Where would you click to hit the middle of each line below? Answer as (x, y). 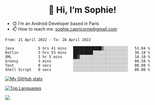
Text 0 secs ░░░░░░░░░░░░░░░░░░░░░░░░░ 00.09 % (78, 65)
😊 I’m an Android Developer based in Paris (56, 23)
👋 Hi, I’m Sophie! (82, 10)
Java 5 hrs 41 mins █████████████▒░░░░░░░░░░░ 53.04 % (78, 48)
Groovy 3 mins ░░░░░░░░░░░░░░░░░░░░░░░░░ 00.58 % (78, 61)
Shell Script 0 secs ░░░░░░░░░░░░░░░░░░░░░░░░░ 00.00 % (78, 70)
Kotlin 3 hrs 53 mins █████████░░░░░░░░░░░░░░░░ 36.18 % (78, 52)
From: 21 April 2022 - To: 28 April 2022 (48, 40)
